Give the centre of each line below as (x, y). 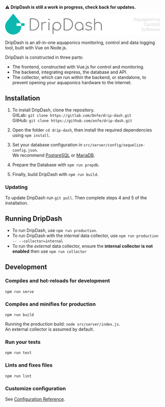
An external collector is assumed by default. (50, 329)
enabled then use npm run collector (49, 251)
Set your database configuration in (47, 145)
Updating (16, 187)
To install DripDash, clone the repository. (53, 110)
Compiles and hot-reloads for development (58, 281)
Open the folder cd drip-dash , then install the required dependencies (82, 130)
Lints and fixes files (29, 365)
